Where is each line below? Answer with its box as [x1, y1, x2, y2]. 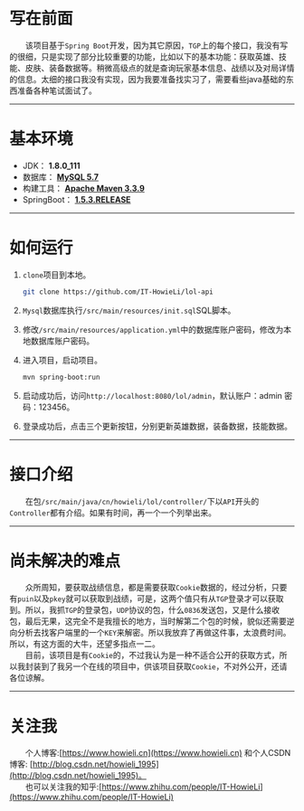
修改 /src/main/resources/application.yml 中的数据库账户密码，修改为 [22, 324, 284, 335]
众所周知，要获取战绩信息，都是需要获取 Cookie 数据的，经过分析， [24, 582, 271, 593]
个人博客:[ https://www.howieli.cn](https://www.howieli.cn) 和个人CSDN [24, 748, 291, 759]
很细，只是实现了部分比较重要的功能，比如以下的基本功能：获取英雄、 [16, 51, 279, 61]
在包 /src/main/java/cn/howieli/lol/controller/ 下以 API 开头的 [24, 495, 260, 506]
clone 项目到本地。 [22, 269, 91, 280]
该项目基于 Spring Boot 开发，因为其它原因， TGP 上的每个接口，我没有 [24, 40, 280, 51]
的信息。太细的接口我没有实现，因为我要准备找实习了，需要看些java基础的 [9, 73, 287, 84]
